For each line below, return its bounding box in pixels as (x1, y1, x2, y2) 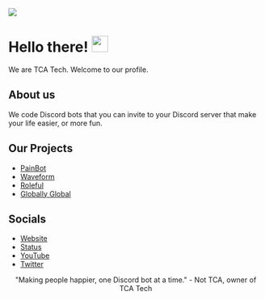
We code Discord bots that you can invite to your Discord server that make (8, 109, 257, 119)
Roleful (19, 180, 44, 190)
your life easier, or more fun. (8, 118, 103, 128)
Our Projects (8, 142, 74, 155)
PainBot (19, 163, 47, 173)
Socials (8, 212, 47, 226)
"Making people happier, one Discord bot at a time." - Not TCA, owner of (15, 275, 257, 285)
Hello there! (8, 38, 89, 57)
